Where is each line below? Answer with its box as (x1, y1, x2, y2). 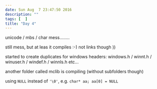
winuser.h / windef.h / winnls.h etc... (5, 59, 79, 65)
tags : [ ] (5, 16, 28, 21)
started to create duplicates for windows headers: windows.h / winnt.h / (5, 54, 152, 60)
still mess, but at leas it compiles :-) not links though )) (5, 44, 116, 50)
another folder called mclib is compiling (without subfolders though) (5, 69, 144, 75)
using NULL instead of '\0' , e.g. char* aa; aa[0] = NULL (5, 78, 118, 84)
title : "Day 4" (5, 21, 37, 26)
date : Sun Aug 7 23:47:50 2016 (5, 7, 72, 12)
